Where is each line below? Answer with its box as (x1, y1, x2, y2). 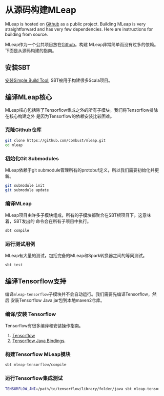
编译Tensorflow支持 (5, 277, 67, 286)
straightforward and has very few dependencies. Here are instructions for (5, 26, 153, 32)
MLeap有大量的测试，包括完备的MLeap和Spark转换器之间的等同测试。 (5, 253, 147, 259)
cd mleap (5, 143, 23, 148)
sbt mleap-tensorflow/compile (5, 362, 67, 368)
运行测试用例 (5, 241, 36, 247)
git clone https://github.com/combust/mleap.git (5, 138, 106, 143)
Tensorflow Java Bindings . (12, 338, 66, 344)
